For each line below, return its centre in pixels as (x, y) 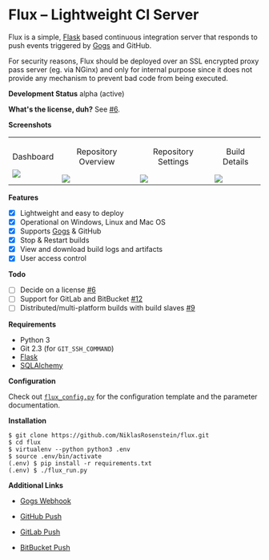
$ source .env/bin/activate (55, 456)
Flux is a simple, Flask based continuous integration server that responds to (133, 37)
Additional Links (36, 485)
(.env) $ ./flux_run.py (48, 470)
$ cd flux (25, 442)
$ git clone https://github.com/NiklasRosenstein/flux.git (109, 435)
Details (236, 161)
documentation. (34, 405)
